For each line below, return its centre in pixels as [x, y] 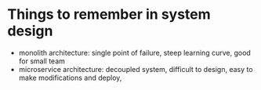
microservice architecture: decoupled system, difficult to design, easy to [136, 69]
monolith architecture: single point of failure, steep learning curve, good [135, 52]
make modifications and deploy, [70, 77]
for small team [42, 61]
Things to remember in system [109, 14]
